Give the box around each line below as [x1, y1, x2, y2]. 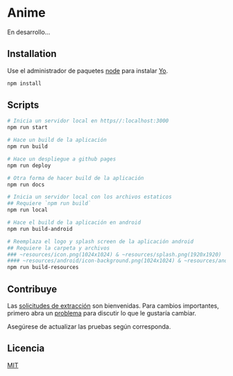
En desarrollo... [7, 28, 51, 36]
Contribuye [7, 283, 58, 295]
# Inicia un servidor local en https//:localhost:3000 [7, 117, 169, 124]
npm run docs [7, 181, 45, 188]
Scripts [7, 99, 40, 111]
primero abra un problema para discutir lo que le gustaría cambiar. [7, 309, 196, 317]
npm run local [7, 206, 49, 213]
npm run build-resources [7, 264, 79, 271]
